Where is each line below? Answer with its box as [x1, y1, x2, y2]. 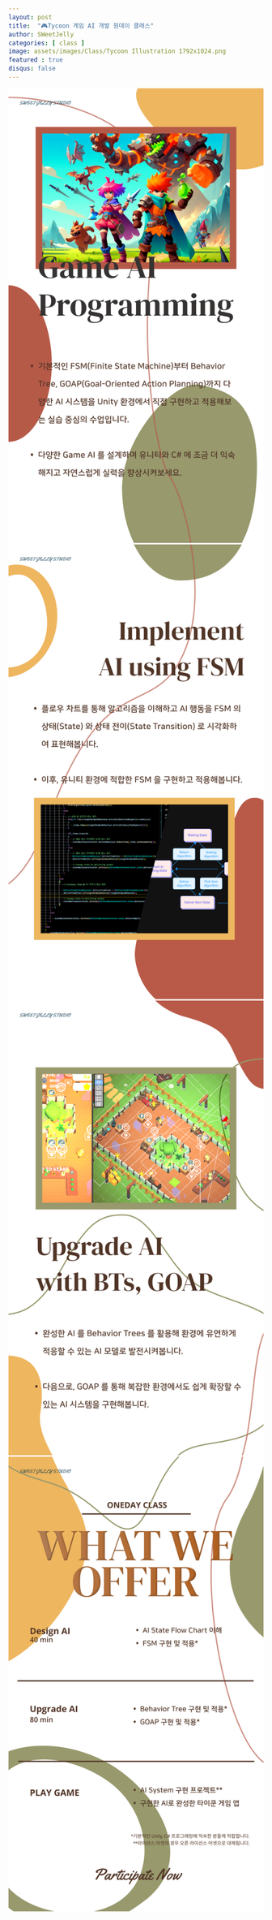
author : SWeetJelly [8, 30, 74, 38]
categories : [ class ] [8, 39, 85, 47]
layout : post [8, 13, 53, 21]
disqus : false [8, 65, 57, 73]
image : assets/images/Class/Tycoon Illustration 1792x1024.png [8, 47, 227, 56]
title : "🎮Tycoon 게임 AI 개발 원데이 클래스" [8, 21, 155, 30]
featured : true [8, 56, 63, 64]
